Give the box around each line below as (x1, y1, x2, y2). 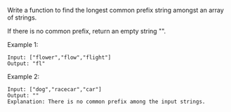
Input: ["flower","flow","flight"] (7, 54, 112, 61)
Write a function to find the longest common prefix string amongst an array (7, 6, 225, 14)
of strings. (7, 13, 37, 22)
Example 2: (7, 73, 40, 80)
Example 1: (7, 41, 39, 48)
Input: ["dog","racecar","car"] (7, 86, 102, 93)
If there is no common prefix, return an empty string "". (7, 27, 166, 35)
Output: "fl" (7, 60, 46, 67)
